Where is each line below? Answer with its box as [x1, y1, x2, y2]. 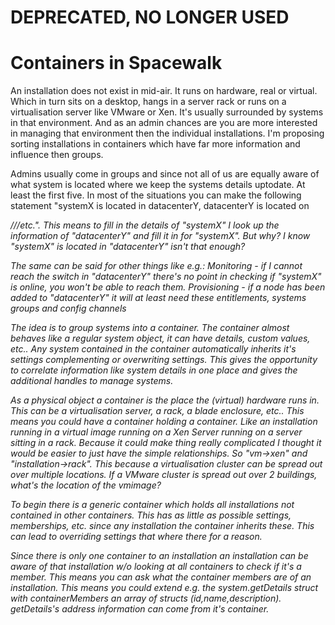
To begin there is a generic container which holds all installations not [10, 499, 295, 511]
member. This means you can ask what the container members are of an [10, 571, 312, 583]
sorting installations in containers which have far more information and [10, 138, 301, 150]
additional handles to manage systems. [10, 375, 174, 387]
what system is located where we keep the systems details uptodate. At [10, 179, 306, 191]
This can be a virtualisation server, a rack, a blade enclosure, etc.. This [10, 405, 305, 417]
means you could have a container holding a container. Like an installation [10, 416, 318, 428]
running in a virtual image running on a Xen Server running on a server [10, 426, 303, 438]
